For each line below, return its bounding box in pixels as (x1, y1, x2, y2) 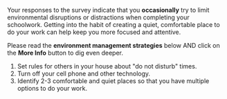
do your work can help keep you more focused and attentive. (7, 28, 181, 36)
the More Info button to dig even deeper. (7, 48, 123, 57)
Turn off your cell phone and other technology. (17, 69, 151, 78)
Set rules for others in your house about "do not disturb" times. (17, 62, 197, 70)
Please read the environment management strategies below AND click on (7, 42, 220, 49)
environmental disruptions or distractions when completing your (7, 13, 190, 21)
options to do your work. (17, 84, 88, 92)
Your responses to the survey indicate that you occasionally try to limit (7, 6, 210, 14)
